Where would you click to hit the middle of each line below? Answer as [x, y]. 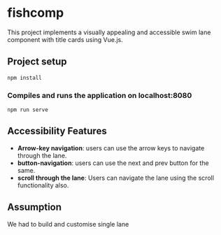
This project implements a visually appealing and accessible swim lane [109, 32]
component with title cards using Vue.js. [65, 39]
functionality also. [43, 185]
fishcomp [36, 13]
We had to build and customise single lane [68, 224]
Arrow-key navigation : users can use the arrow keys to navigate [111, 148]
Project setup [37, 62]
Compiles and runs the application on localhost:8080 [100, 95]
